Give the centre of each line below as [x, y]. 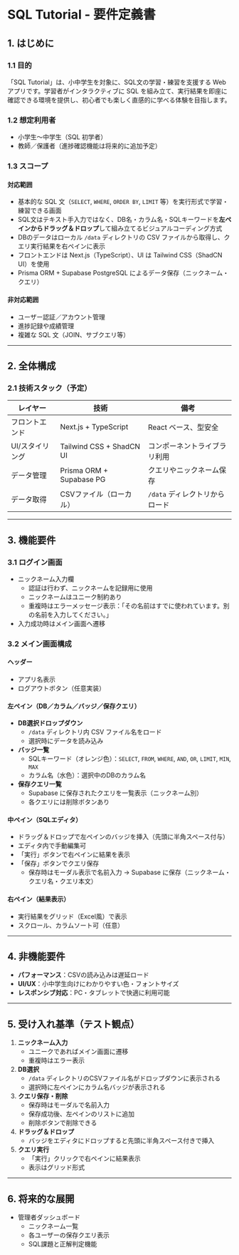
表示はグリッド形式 [57, 1167]
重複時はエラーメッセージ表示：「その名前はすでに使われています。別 [129, 605]
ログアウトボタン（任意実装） [61, 688]
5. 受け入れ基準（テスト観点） [74, 1024]
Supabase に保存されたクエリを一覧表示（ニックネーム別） [116, 793]
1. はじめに [31, 43]
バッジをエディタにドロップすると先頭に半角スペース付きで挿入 [121, 1141]
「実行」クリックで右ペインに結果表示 [84, 1159]
